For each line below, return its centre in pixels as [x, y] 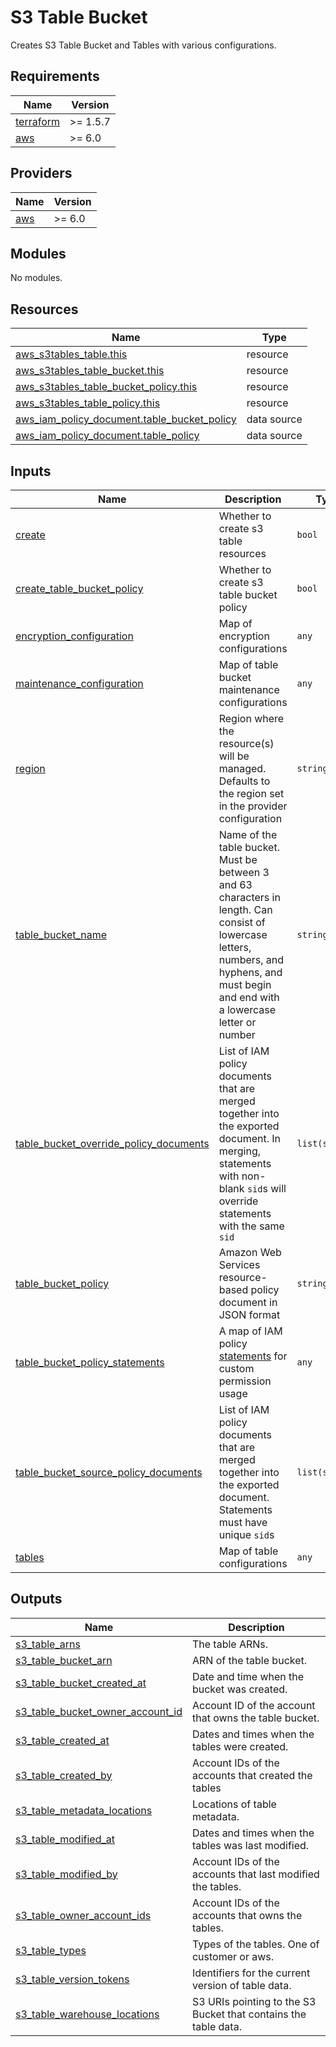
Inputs [31, 471]
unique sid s [246, 1534]
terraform [38, 121]
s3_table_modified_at [65, 1839]
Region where [251, 718]
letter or [237, 1022]
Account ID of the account [253, 1705]
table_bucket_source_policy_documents [109, 1472]
